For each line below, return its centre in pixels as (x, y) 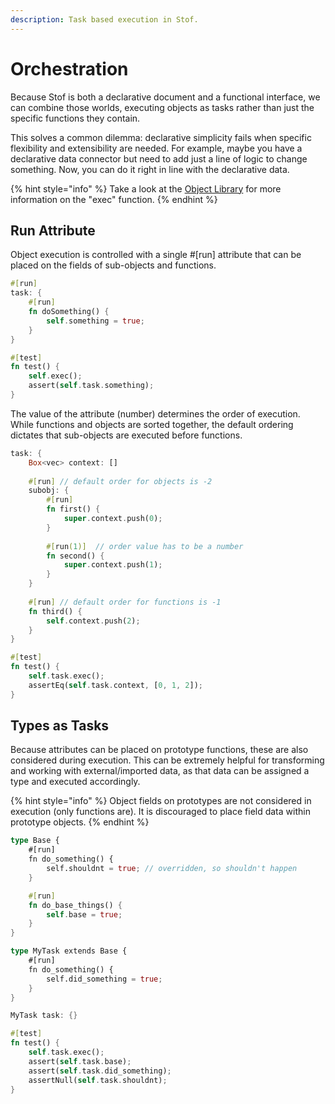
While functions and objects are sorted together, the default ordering (152, 424)
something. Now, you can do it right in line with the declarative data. (150, 169)
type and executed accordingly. (75, 782)
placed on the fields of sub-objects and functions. (113, 265)
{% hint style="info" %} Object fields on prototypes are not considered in (161, 801)
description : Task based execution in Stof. (104, 19)
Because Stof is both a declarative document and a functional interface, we (165, 97)
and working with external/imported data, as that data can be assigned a (160, 771)
